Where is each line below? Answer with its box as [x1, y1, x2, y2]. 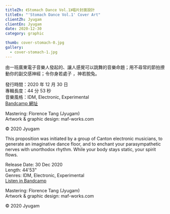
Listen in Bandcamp [5, 177, 47, 184]
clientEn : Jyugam [5, 21, 42, 27]
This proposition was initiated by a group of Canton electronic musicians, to [5, 135, 163, 141]
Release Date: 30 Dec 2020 [5, 161, 63, 167]
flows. [5, 152, 18, 158]
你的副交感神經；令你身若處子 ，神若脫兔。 [9, 70, 100, 77]
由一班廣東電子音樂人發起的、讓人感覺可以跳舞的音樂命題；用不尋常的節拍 [5, 64, 160, 70]
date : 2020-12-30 [5, 26, 42, 31]
